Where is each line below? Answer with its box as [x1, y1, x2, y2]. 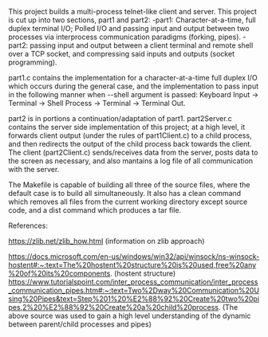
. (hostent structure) [110, 268, 176, 278]
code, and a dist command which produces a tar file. [8, 206, 182, 214]
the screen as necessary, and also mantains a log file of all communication [8, 156, 254, 166]
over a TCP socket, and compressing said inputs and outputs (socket [8, 49, 235, 58]
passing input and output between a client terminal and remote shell [30, 41, 254, 50]
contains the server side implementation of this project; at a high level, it [8, 123, 246, 131]
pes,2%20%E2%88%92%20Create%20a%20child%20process [8, 303, 219, 312]
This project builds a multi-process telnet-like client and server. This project [8, 7, 257, 16]
